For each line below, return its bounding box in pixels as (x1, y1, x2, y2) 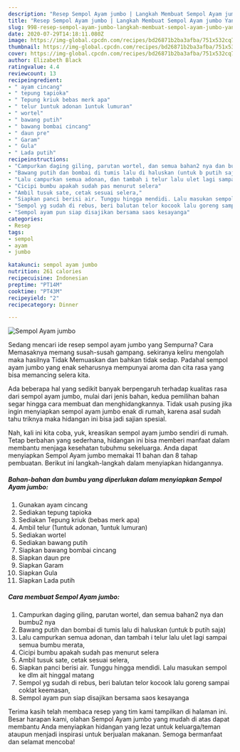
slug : (8, 23, 24, 31)
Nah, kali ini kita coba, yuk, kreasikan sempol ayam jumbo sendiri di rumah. (8, 428, 229, 438)
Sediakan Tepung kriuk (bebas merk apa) (18, 516, 140, 524)
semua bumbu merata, (18, 641, 85, 650)
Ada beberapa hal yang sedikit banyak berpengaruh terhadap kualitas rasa (8, 385, 227, 393)
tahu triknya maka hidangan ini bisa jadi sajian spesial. (8, 415, 167, 423)
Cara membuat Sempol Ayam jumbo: (8, 592, 120, 601)
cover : (8, 51, 28, 58)
